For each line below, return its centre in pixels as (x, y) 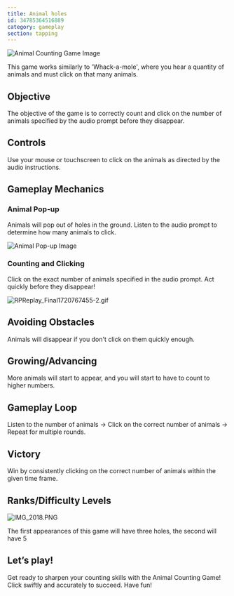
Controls (27, 143)
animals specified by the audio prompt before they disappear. (96, 121)
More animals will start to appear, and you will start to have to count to (109, 378)
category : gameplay (36, 27)
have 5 (17, 538)
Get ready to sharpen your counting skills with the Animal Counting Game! (114, 577)
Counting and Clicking (46, 264)
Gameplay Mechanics (56, 189)
